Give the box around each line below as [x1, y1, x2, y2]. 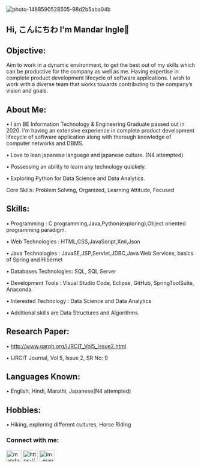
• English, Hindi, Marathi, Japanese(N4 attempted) [6, 387, 131, 395]
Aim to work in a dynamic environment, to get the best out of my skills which [6, 61, 196, 69]
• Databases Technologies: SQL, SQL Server [6, 267, 116, 275]
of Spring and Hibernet [6, 256, 63, 263]
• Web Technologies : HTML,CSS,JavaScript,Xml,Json [6, 238, 141, 245]
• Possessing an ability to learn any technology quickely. [6, 163, 146, 170]
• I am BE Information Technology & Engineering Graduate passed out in [6, 120, 185, 128]
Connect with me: [6, 436, 59, 445]
